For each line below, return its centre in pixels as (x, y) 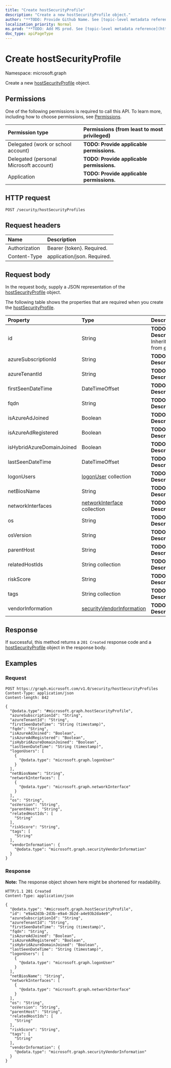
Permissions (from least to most (123, 129)
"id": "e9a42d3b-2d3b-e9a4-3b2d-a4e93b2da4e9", (61, 914)
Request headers (33, 225)
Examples (21, 663)
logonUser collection (106, 477)
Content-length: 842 (27, 697)
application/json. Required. (79, 256)
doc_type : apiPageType (29, 34)
